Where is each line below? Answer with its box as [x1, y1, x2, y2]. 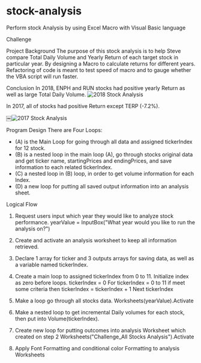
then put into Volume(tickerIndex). [14, 315, 100, 322]
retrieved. [14, 243, 39, 250]
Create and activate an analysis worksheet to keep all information [14, 236, 177, 244]
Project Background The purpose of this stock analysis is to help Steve [6, 47, 181, 55]
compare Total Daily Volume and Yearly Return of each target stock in [6, 53, 179, 61]
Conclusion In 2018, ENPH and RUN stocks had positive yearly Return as [6, 84, 185, 91]
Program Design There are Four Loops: [6, 126, 103, 133]
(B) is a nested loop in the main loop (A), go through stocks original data [14, 151, 193, 158]
